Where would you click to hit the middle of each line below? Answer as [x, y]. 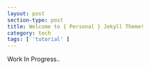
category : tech [29, 33]
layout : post [26, 14]
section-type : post [35, 20]
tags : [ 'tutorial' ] [39, 40]
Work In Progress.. [34, 59]
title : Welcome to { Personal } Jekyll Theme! [76, 26]
